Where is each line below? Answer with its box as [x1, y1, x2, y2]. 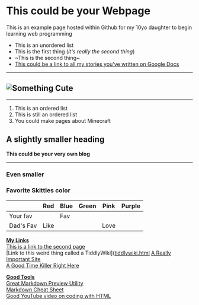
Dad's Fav [9, 221, 37, 230]
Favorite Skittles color [6, 186, 71, 195]
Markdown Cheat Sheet [6, 286, 64, 293]
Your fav [9, 212, 33, 220]
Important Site [6, 255, 41, 262]
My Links [6, 236, 30, 244]
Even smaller [6, 170, 44, 179]
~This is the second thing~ [14, 54, 80, 61]
